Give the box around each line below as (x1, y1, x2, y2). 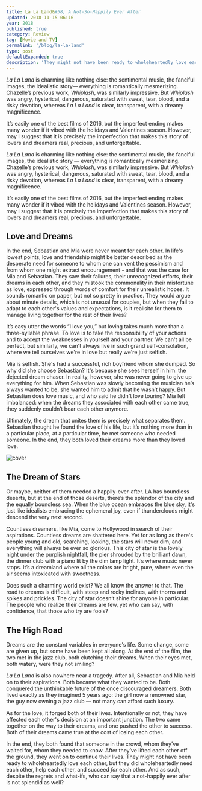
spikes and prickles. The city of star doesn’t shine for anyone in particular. (6, 595, 190, 602)
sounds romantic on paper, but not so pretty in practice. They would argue (6, 292, 191, 299)
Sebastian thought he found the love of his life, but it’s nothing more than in (6, 423, 192, 431)
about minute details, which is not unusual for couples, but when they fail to (6, 298, 194, 306)
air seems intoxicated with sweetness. (6, 570, 101, 577)
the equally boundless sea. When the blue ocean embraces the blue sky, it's (6, 501, 195, 508)
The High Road (6, 625, 63, 635)
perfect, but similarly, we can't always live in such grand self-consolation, (6, 342, 188, 350)
